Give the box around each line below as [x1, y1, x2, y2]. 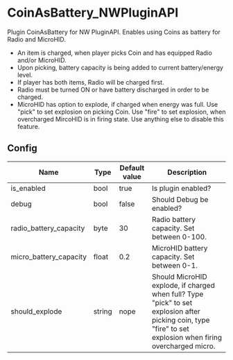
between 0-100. [151, 232, 207, 241]
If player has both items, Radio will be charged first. [17, 78, 164, 86]
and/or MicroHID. [17, 55, 67, 64]
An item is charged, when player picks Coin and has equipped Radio [17, 49, 213, 57]
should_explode [10, 307, 62, 316]
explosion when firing [151, 332, 223, 342]
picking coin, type [151, 315, 210, 325]
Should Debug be [151, 194, 209, 204]
